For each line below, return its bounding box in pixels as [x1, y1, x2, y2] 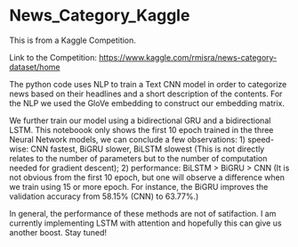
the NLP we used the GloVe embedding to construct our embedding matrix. [9, 97, 285, 108]
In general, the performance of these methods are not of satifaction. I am [9, 208, 277, 218]
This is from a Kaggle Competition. [9, 35, 136, 45]
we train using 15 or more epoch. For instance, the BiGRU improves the [9, 181, 269, 192]
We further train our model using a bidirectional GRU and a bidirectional [9, 115, 271, 126]
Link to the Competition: [9, 52, 98, 62]
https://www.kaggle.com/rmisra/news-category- [99, 52, 278, 62]
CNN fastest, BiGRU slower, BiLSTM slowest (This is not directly [30, 144, 265, 154]
